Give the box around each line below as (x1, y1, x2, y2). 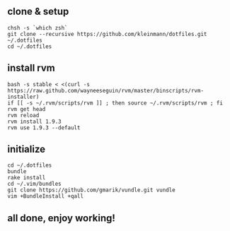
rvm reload (7, 112, 40, 119)
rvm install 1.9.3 (7, 118, 62, 125)
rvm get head (7, 105, 46, 112)
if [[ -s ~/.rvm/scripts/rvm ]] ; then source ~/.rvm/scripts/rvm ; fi (7, 99, 223, 107)
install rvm (7, 62, 55, 74)
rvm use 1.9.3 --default (7, 124, 81, 131)
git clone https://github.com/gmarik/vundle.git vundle (7, 186, 176, 194)
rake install (7, 174, 46, 182)
